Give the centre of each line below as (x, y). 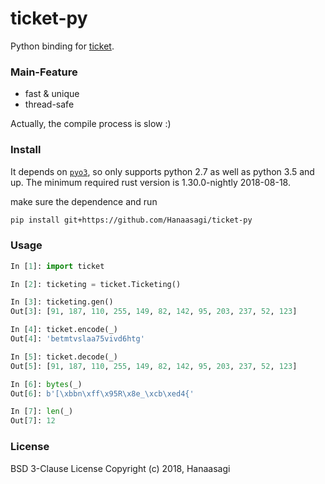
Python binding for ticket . (62, 46)
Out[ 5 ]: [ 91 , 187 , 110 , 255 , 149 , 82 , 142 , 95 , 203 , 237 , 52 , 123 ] (154, 366)
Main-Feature (44, 72)
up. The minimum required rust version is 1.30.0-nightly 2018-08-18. (150, 182)
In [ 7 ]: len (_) (42, 412)
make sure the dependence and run (84, 201)
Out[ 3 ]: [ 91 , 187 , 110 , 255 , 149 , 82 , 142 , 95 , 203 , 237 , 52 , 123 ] (154, 312)
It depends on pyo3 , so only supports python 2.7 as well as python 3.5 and (162, 171)
